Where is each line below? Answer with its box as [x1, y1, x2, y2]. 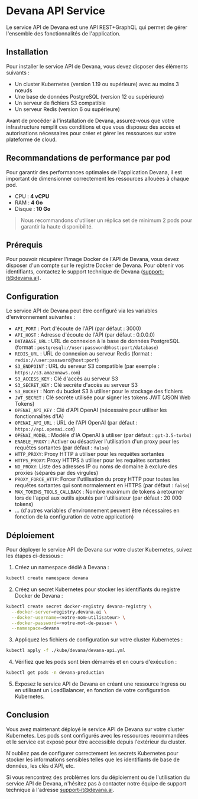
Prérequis [6, 240, 43, 250]
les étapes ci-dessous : [6, 552, 63, 559]
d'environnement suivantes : [6, 314, 76, 321]
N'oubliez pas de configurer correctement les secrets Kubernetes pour [6, 749, 178, 756]
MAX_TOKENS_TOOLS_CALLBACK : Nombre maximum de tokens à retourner [14, 488, 184, 495]
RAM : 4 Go [14, 199, 43, 206]
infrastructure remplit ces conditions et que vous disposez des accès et [6, 123, 181, 131]
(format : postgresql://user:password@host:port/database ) [14, 344, 158, 351]
